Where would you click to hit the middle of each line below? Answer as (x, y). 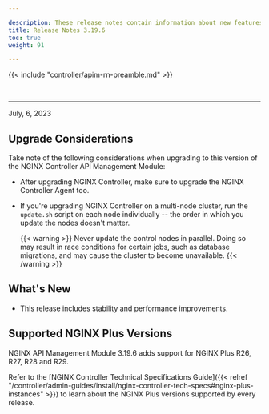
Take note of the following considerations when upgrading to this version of (133, 158)
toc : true (25, 38)
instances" (26, 394)
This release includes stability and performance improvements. (124, 308)
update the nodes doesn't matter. (75, 223)
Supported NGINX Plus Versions (90, 334)
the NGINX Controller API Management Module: (87, 167)
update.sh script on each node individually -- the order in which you (132, 215)
